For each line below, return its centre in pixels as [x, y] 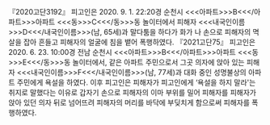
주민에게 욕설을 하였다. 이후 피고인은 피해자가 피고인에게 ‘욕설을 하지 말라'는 [136, 82]
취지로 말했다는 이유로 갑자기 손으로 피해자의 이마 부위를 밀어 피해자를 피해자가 [133, 92]
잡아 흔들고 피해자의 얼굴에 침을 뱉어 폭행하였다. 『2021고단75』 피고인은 [139, 42]
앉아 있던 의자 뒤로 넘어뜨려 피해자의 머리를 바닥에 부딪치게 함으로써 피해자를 [129, 102]
